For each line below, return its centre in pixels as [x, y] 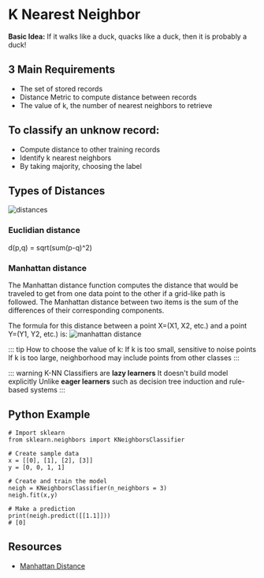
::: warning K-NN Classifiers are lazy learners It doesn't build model [118, 373]
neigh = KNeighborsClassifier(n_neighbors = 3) [88, 488]
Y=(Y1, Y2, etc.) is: [38, 334]
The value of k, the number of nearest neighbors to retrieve [116, 105]
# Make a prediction [42, 509]
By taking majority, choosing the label [80, 166]
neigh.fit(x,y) [33, 495]
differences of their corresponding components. [86, 310]
